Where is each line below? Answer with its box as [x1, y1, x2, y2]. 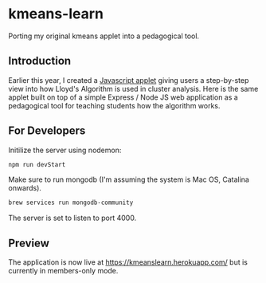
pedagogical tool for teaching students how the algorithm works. [8, 100, 221, 110]
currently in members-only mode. [8, 266, 119, 276]
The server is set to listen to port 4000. [8, 213, 137, 223]
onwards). [8, 183, 42, 193]
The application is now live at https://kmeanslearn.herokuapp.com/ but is [8, 257, 248, 267]
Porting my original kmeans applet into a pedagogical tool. [8, 31, 200, 41]
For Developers [8, 124, 86, 138]
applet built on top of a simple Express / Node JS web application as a [8, 92, 239, 102]
